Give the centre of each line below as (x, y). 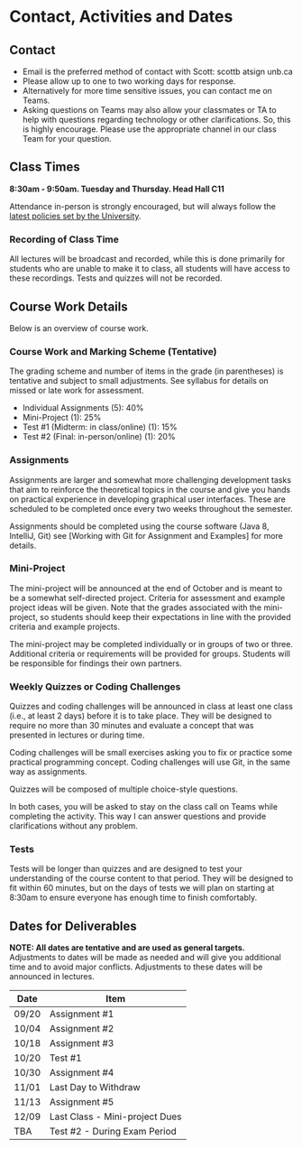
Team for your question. (67, 139)
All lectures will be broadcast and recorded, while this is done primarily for (147, 259)
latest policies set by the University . (75, 216)
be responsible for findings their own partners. (96, 663)
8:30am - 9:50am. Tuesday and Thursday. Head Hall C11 (117, 189)
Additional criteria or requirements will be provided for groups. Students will (150, 653)
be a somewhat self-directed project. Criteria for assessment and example (147, 598)
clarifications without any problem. (73, 826)
